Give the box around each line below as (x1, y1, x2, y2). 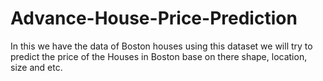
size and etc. (10, 61, 63, 73)
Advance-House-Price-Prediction (10, 7, 298, 30)
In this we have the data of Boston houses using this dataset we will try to (10, 40, 313, 52)
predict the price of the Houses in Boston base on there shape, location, (10, 50, 308, 62)
